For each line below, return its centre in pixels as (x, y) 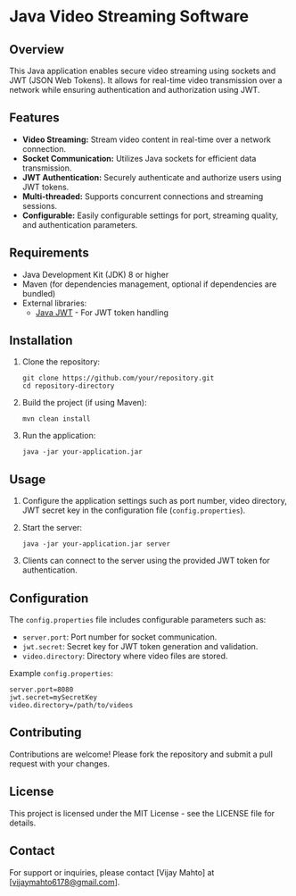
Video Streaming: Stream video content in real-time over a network (147, 139)
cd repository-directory (68, 386)
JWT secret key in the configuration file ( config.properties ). (134, 510)
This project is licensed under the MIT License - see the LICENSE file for (142, 813)
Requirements (49, 253)
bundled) (39, 293)
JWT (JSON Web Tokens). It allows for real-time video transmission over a (146, 80)
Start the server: (52, 528)
